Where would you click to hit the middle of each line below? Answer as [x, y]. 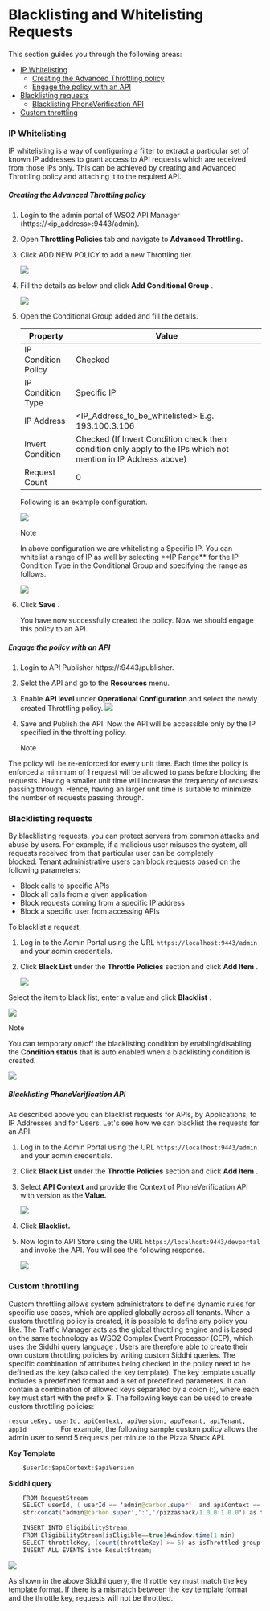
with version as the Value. [63, 1195]
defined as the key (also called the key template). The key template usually [132, 1372]
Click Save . [40, 605]
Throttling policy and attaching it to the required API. [95, 177]
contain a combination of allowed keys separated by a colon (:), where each [134, 1389]
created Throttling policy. [61, 709]
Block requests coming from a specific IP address [102, 903]
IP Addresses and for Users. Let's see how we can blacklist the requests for [134, 1123]
